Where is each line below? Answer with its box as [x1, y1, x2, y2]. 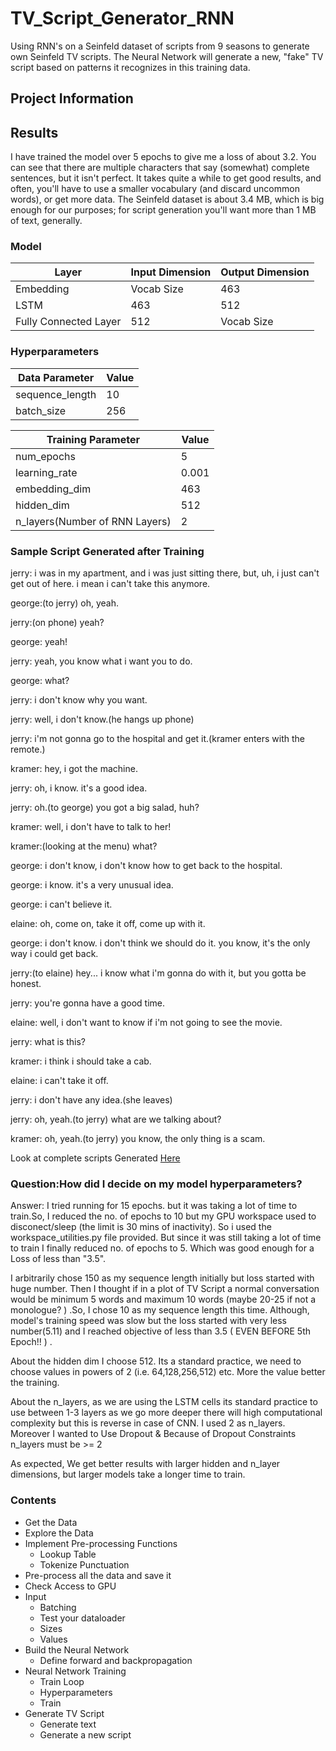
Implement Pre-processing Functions [24, 1537, 178, 1549]
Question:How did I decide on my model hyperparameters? [10, 1177, 303, 1191]
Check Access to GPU [24, 1580, 117, 1592]
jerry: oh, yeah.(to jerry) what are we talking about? [10, 1113, 222, 1126]
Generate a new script [39, 1728, 132, 1741]
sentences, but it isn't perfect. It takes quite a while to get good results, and [10, 172, 322, 184]
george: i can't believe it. [10, 898, 113, 911]
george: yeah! [10, 636, 68, 648]
